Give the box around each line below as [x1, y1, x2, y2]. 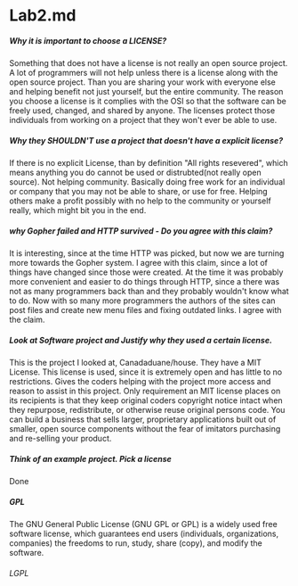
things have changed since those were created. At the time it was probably [9, 267, 284, 277]
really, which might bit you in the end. [9, 205, 147, 216]
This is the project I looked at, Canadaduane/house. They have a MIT [9, 358, 262, 368]
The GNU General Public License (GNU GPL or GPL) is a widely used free [9, 519, 278, 529]
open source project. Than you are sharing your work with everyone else [9, 77, 276, 87]
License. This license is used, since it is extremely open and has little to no [9, 367, 283, 377]
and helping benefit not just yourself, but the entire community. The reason [9, 87, 284, 97]
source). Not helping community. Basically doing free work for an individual [9, 177, 286, 187]
